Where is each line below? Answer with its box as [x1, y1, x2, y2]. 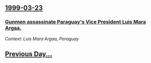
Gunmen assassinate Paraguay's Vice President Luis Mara [5, 19, 146, 25]
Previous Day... [5, 50, 53, 58]
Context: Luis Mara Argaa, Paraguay [5, 36, 79, 42]
